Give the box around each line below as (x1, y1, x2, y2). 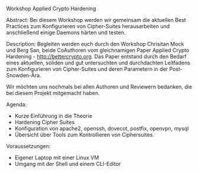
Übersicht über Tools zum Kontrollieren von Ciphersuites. (14, 131, 155, 138)
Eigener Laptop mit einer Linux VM (14, 154, 99, 161)
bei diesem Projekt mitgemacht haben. (6, 90, 100, 96)
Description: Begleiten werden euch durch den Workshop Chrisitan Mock (6, 41, 184, 47)
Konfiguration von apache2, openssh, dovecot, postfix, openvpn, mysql (14, 125, 189, 132)
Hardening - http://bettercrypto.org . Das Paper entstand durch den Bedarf (6, 53, 187, 60)
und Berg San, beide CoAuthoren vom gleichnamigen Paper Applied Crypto (6, 47, 190, 54)
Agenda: (6, 101, 27, 108)
